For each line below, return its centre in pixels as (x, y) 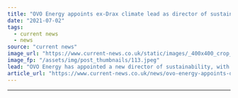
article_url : (27, 73)
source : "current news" (42, 47)
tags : (15, 27)
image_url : (23, 54)
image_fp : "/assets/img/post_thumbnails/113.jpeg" (84, 60)
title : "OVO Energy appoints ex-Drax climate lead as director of (107, 14)
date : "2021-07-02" (36, 21)
